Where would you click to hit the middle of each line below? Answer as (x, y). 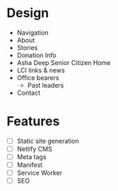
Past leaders (46, 85)
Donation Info (37, 55)
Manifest (30, 165)
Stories (27, 47)
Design (28, 13)
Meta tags (31, 157)
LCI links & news (41, 70)
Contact (28, 93)
